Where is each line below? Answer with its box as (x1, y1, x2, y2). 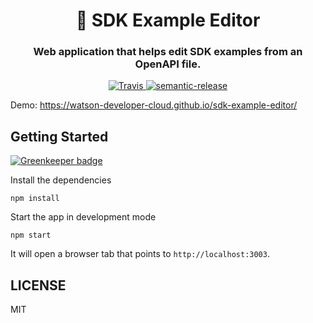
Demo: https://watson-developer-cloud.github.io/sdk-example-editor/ (10, 99, 298, 111)
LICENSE (10, 277, 67, 294)
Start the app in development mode (10, 211, 157, 223)
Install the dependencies (10, 174, 112, 186)
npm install (10, 194, 60, 204)
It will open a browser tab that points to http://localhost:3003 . (10, 248, 270, 260)
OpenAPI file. (134, 57, 202, 71)
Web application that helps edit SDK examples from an (33, 45, 303, 59)
